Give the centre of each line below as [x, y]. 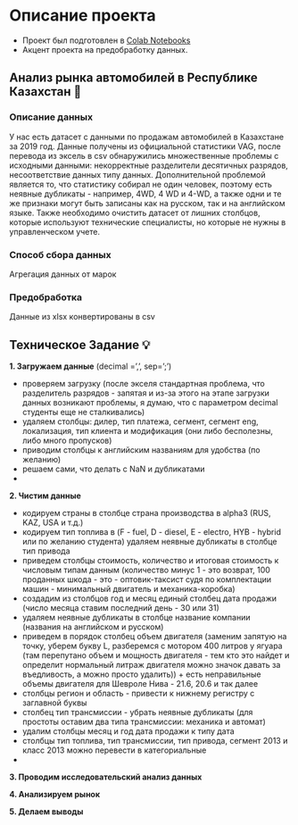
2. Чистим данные [46, 496]
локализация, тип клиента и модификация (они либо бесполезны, [148, 431]
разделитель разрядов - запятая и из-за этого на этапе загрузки [146, 393]
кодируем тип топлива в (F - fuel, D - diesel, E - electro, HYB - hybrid [151, 532]
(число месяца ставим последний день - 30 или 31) [121, 608]
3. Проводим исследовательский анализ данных [106, 777]
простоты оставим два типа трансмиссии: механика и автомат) [144, 722]
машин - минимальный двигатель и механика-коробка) [128, 589]
